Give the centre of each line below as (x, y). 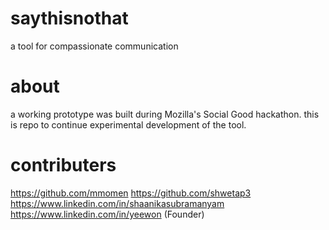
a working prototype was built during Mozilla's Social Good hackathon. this (165, 114)
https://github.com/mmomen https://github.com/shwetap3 (131, 193)
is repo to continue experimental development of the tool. (128, 124)
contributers (63, 165)
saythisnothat (69, 18)
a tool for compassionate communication (94, 46)
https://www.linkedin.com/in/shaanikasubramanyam (117, 203)
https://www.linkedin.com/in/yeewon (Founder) (107, 214)
